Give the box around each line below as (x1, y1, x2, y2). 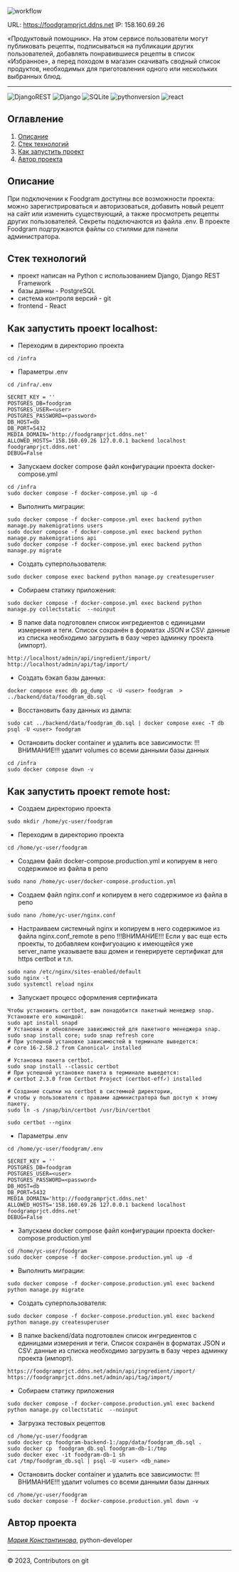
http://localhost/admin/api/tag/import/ (7, 661, 129, 668)
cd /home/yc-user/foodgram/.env (7, 1146, 103, 1153)
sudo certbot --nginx (7, 1119, 72, 1127)
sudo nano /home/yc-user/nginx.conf (7, 912, 116, 919)
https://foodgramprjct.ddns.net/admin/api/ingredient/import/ (7, 1368, 196, 1375)
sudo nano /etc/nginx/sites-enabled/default (7, 969, 142, 976)
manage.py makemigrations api (7, 534, 97, 542)
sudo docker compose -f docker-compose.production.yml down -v (7, 1498, 199, 1505)
